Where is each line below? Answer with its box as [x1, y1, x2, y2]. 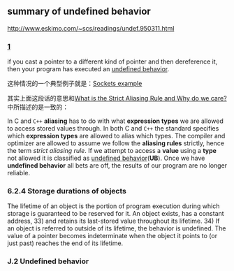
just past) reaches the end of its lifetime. [7, 239, 124, 247]
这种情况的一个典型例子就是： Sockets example [7, 80, 142, 88]
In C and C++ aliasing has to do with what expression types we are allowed [7, 117, 224, 125]
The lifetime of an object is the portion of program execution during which [7, 202, 220, 210]
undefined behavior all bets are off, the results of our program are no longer [7, 161, 228, 170]
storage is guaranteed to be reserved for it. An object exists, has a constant [7, 210, 225, 218]
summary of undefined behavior [7, 6, 152, 17]
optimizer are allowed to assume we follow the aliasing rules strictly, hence [7, 139, 225, 147]
